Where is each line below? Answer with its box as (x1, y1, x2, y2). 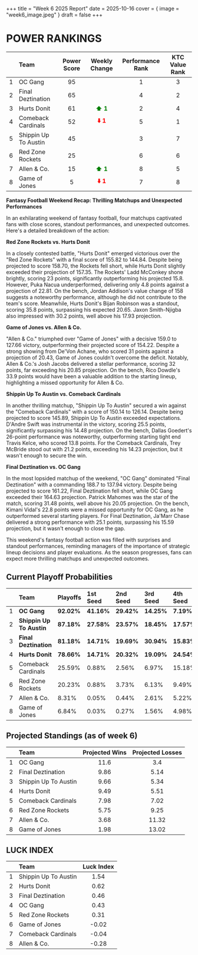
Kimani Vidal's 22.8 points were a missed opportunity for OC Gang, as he (6, 506, 184, 513)
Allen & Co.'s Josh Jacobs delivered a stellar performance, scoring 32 (6, 360, 176, 367)
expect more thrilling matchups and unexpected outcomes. (6, 555, 150, 562)
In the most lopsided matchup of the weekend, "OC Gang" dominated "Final (6, 474, 190, 482)
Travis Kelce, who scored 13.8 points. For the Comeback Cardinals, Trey (6, 439, 181, 447)
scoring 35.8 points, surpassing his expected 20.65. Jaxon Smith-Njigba (6, 306, 181, 313)
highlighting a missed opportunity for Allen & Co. (6, 379, 124, 386)
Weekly (91, 57, 113, 65)
